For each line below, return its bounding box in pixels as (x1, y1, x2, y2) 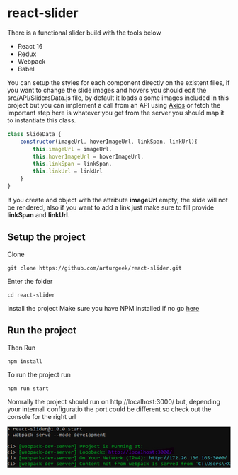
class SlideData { (7, 130, 62, 137)
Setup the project (7, 231, 86, 244)
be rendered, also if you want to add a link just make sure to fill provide (7, 203, 215, 212)
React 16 (17, 42, 43, 50)
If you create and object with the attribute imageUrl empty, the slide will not (7, 195, 228, 204)
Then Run (7, 343, 36, 352)
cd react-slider (7, 292, 55, 299)
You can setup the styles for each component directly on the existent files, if (7, 78, 230, 86)
